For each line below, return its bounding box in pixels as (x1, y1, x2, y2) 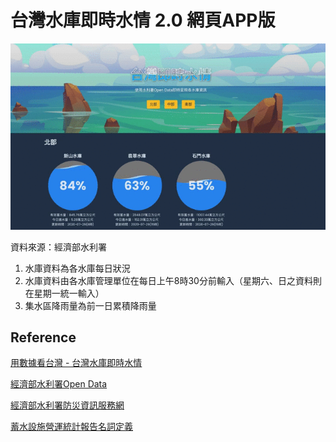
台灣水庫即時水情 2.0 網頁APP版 (10, 9, 276, 32)
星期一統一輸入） (33, 287, 105, 299)
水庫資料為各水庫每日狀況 (24, 262, 131, 274)
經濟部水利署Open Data (10, 378, 108, 390)
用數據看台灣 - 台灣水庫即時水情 (10, 357, 143, 369)
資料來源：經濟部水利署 (10, 241, 107, 253)
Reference (10, 329, 77, 346)
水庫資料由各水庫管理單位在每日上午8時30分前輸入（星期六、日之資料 (24, 274, 313, 286)
